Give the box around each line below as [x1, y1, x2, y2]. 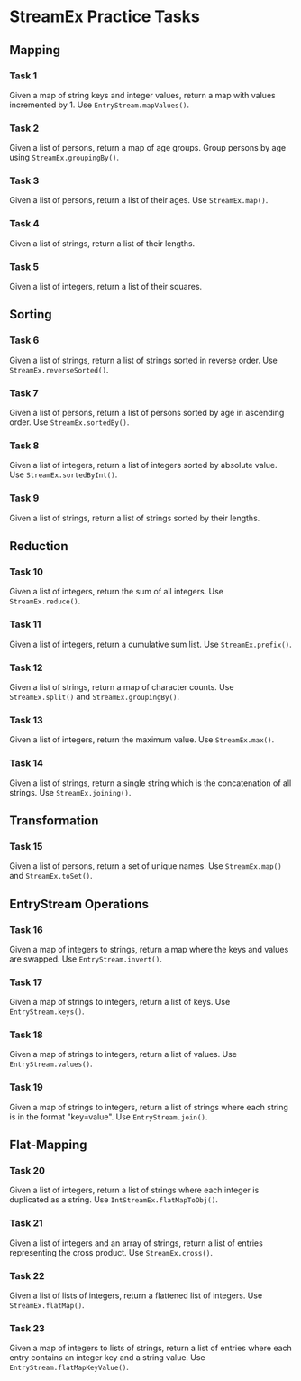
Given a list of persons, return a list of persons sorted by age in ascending [9, 408, 285, 419]
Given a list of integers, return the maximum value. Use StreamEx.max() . [9, 734, 275, 745]
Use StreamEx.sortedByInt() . [9, 469, 118, 480]
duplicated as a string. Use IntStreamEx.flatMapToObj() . [9, 1194, 218, 1205]
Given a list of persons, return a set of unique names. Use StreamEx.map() [9, 861, 282, 871]
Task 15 [9, 840, 43, 852]
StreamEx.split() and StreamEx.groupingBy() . [9, 691, 180, 702]
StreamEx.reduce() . [9, 595, 81, 606]
